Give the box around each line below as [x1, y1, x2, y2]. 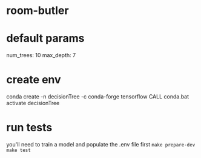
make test [6, 147, 31, 153]
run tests [6, 121, 53, 134]
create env [6, 73, 62, 87]
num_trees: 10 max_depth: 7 [6, 52, 76, 59]
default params [6, 32, 85, 46]
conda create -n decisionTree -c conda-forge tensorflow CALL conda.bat [6, 93, 189, 100]
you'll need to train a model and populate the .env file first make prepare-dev [6, 141, 196, 148]
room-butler [6, 4, 69, 18]
